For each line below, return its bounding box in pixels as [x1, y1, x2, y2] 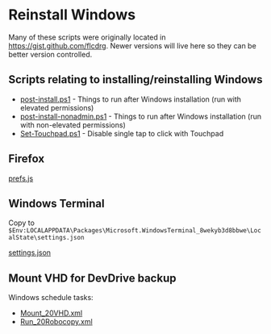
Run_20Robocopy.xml [19, 317, 93, 327]
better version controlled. [8, 49, 93, 59]
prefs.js [8, 173, 34, 183]
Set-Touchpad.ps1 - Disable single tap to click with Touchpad [19, 128, 224, 138]
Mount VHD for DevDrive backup [8, 271, 177, 285]
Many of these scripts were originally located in [8, 32, 166, 42]
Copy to [8, 218, 35, 228]
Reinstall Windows [8, 6, 135, 24]
